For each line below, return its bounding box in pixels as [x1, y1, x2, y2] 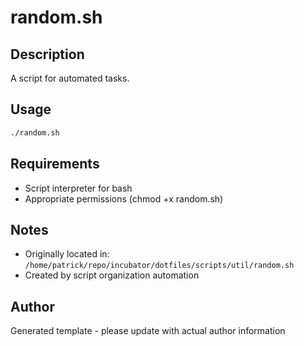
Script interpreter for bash [24, 182, 133, 194]
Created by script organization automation [24, 269, 200, 281]
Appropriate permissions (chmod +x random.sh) [24, 192, 224, 205]
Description [10, 46, 85, 63]
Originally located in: [24, 248, 110, 260]
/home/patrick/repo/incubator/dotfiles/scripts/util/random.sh [24, 261, 295, 271]
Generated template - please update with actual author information [10, 325, 286, 337]
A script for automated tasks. [10, 72, 130, 84]
